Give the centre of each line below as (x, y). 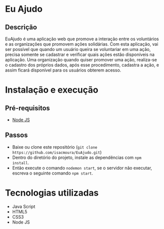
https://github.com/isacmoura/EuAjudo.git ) (57, 152)
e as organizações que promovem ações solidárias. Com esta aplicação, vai (82, 44)
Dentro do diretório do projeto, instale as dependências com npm (77, 157)
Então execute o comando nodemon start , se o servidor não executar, (82, 168)
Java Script (23, 206)
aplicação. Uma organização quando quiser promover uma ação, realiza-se (81, 60)
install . (21, 162)
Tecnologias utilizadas (52, 193)
